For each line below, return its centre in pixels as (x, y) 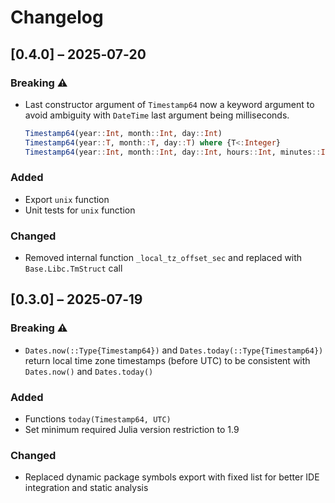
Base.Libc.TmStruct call (73, 268)
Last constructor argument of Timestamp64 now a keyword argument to (169, 104)
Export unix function (67, 199)
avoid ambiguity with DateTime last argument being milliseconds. (157, 115)
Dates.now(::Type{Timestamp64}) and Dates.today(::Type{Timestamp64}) (174, 350)
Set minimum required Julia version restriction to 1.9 (132, 430)
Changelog (57, 17)
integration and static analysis (86, 488)
